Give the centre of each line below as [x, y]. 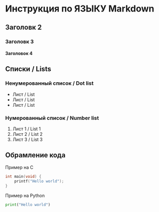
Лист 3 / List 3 [27, 140]
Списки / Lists [28, 69]
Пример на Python [25, 195]
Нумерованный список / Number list [52, 118]
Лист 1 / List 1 [27, 129]
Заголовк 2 [23, 27]
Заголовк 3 [20, 42]
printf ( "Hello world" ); [39, 181]
